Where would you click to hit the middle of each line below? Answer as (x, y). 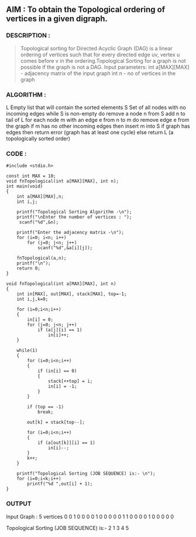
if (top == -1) (46, 407)
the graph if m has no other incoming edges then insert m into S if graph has (98, 126)
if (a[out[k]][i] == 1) (66, 443)
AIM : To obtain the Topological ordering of (86, 10)
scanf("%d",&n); (39, 222)
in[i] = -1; (62, 386)
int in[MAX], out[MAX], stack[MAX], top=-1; (72, 294)
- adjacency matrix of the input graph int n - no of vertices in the (98, 73)
